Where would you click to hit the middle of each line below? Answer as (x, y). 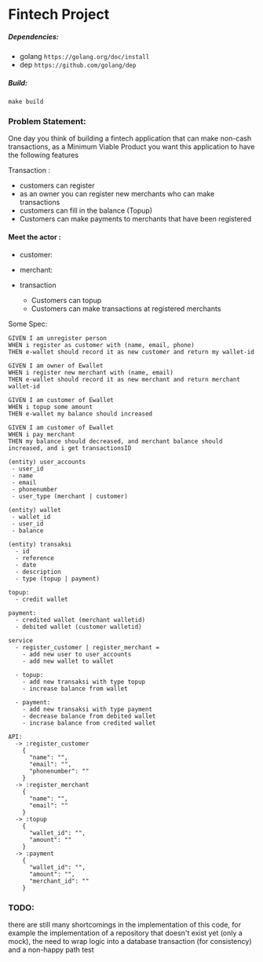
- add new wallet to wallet (68, 661)
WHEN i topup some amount (50, 407)
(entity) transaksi (40, 544)
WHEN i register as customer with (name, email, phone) (101, 345)
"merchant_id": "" (59, 881)
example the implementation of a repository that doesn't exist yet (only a (126, 933)
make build (26, 102)
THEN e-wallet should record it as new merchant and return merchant (124, 379)
